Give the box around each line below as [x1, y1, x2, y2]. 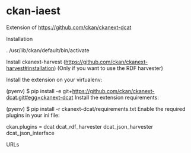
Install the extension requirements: [74, 94, 159, 101]
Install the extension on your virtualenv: [6, 76, 103, 83]
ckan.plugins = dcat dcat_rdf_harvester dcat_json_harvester [6, 123, 153, 130]
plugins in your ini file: [6, 111, 61, 119]
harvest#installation [6, 64, 55, 72]
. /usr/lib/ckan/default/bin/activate [6, 46, 90, 54]
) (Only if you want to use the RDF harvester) [54, 64, 163, 72]
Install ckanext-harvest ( [6, 58, 66, 65]
